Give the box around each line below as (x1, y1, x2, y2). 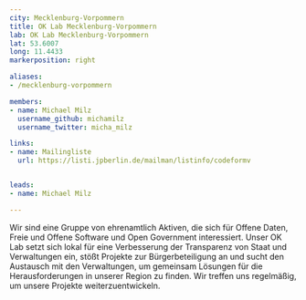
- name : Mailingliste (9, 148, 92, 157)
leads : (9, 181, 35, 190)
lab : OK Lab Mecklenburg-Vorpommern (9, 30, 149, 39)
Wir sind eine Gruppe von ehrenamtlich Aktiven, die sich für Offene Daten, (9, 222, 289, 233)
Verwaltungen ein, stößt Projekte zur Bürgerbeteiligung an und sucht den (9, 251, 285, 262)
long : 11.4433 (9, 47, 64, 57)
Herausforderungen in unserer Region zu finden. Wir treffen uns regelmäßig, (9, 270, 297, 281)
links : (9, 139, 35, 149)
